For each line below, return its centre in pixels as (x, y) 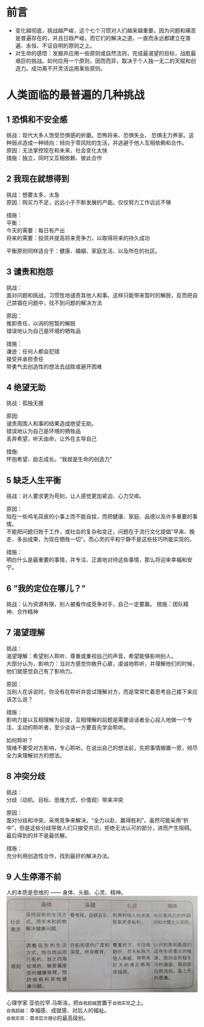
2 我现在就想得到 (38, 179)
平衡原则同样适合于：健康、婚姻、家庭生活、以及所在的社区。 (83, 251)
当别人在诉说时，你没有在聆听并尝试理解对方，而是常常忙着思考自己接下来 (99, 691)
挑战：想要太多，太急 (33, 194)
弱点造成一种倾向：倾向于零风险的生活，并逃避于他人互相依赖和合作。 (99, 143)
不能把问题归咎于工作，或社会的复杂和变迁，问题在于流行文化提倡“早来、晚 (101, 532)
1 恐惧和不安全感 (37, 119)
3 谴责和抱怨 (30, 272)
